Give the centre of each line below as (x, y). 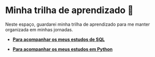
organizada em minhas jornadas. (39, 29)
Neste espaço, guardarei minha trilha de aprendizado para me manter (78, 24)
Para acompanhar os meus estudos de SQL (59, 39)
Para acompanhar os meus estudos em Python (62, 49)
